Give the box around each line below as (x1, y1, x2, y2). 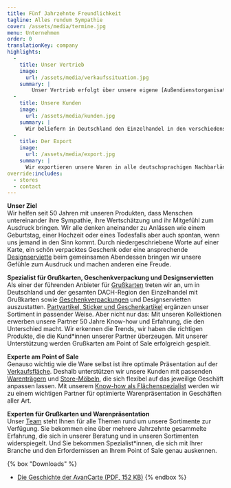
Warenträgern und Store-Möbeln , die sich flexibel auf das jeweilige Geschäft (7, 374, 224, 383)
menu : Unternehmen (7, 29, 60, 36)
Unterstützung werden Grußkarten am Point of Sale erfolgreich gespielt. (7, 339, 211, 348)
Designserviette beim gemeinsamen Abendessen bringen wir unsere (7, 253, 201, 262)
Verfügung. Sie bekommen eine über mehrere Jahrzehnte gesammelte (7, 425, 207, 433)
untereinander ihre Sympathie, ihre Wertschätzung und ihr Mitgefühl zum (7, 216, 214, 224)
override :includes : (7, 170, 63, 177)
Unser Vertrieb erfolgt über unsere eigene (32, 87, 158, 94)
